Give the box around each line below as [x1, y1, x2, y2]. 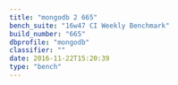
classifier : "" [9, 46, 66, 55]
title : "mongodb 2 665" [9, 12, 98, 22]
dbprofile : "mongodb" [9, 37, 90, 47]
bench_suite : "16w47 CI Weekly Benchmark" [9, 21, 170, 30]
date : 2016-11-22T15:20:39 [9, 54, 110, 63]
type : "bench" [9, 63, 63, 72]
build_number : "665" [9, 29, 87, 38]
